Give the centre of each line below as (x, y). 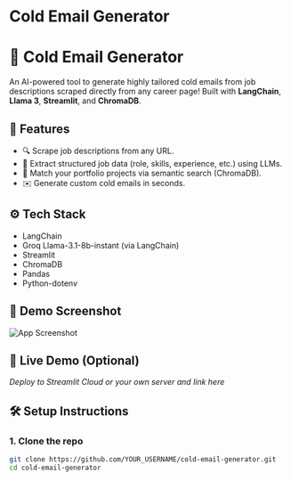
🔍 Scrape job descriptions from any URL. (98, 151)
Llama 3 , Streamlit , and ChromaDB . (75, 101)
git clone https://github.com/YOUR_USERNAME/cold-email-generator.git (143, 460)
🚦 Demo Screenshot (65, 311)
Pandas (36, 273)
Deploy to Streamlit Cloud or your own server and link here (117, 382)
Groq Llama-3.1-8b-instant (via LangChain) (101, 245)
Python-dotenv (50, 283)
